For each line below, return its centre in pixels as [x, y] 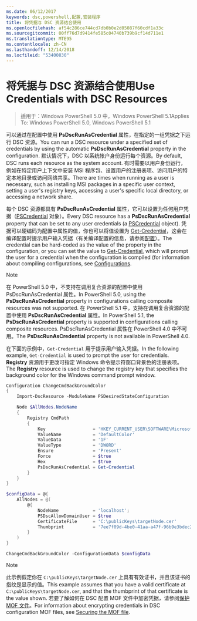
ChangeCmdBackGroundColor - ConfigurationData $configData [78, 554]
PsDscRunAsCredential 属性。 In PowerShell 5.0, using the [76, 294]
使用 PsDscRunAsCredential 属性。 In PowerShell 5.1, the [85, 315]
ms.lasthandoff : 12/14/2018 [40, 50]
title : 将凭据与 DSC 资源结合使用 [44, 22]
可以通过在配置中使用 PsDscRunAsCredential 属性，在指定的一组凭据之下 [96, 134]
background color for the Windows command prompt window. [81, 375]
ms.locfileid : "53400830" [38, 55]
